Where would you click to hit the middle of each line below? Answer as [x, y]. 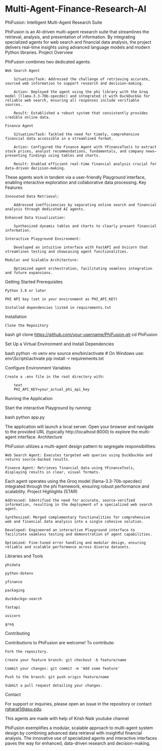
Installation [16, 317]
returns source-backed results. [37, 459]
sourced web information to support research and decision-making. [74, 83]
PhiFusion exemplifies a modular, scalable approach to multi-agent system [79, 728]
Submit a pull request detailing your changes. [54, 685]
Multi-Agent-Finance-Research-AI [76, 9]
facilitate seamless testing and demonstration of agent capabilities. [79, 534]
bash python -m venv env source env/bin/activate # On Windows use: [74, 353]
